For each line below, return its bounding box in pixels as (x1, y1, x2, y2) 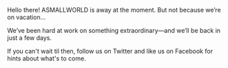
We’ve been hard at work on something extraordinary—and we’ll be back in (7, 27, 221, 34)
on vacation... (7, 13, 46, 21)
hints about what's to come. (7, 54, 86, 63)
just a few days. (7, 34, 52, 42)
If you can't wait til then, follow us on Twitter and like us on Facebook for (7, 47, 214, 55)
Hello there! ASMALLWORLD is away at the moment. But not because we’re (7, 6, 222, 14)
